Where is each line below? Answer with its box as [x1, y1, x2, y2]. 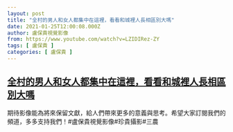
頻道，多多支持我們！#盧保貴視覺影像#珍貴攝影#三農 [7, 117, 159, 125]
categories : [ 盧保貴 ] [7, 49, 73, 56]
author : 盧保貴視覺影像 [7, 29, 69, 37]
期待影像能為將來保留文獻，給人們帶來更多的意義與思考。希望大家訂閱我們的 [7, 109, 226, 117]
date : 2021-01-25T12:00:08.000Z [7, 23, 101, 30]
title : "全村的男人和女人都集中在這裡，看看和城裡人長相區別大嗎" [7, 17, 175, 23]
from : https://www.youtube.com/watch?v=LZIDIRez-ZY [7, 36, 159, 43]
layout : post [7, 10, 45, 17]
